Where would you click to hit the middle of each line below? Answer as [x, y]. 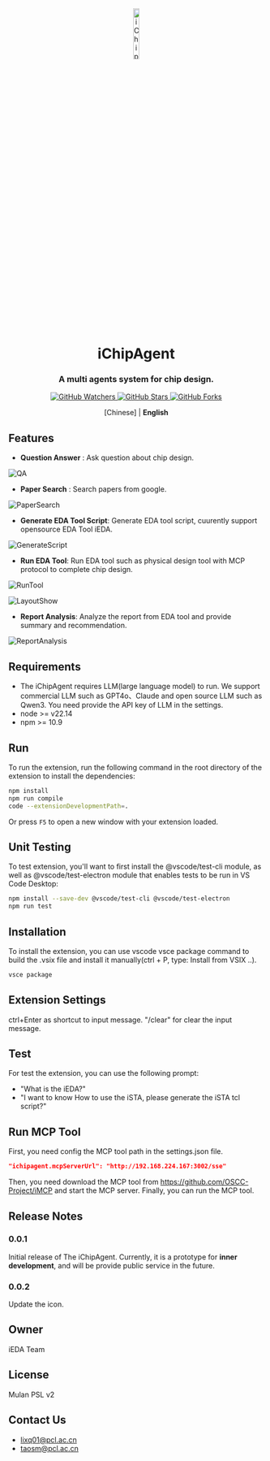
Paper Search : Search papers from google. [93, 489]
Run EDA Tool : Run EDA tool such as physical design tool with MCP [133, 561]
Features [31, 438]
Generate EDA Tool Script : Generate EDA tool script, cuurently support [139, 521]
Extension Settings [57, 1000]
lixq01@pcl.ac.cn [48, 1439]
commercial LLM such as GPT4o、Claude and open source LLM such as [141, 696]
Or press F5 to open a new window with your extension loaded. [114, 822]
